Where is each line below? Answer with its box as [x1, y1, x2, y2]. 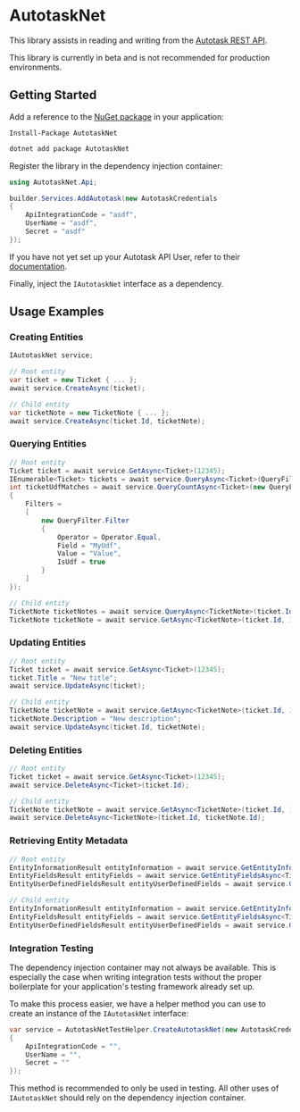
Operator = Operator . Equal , [56, 532, 162, 541]
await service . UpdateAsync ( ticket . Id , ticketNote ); [9, 723, 205, 732]
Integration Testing [9, 941, 94, 954]
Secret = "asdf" [25, 227, 87, 236]
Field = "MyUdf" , [56, 541, 122, 550]
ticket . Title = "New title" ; [9, 673, 118, 682]
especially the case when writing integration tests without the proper [9, 971, 262, 982]
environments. [9, 62, 62, 72]
